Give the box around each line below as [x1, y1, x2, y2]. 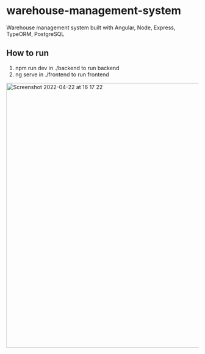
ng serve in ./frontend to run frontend [15, 71, 110, 78]
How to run [6, 48, 49, 59]
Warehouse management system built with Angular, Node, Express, [6, 24, 176, 31]
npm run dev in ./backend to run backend [15, 64, 120, 71]
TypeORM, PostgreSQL [6, 30, 65, 37]
